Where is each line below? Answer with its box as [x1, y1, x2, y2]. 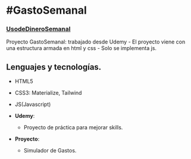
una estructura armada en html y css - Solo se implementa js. [6, 45, 156, 52]
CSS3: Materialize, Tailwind [14, 89, 82, 96]
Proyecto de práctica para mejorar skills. [23, 124, 123, 131]
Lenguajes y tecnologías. [6, 62, 102, 72]
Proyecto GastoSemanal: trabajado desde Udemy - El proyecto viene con [6, 38, 186, 45]
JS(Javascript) [14, 101, 51, 108]
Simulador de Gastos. [23, 147, 77, 154]
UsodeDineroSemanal [6, 25, 71, 33]
